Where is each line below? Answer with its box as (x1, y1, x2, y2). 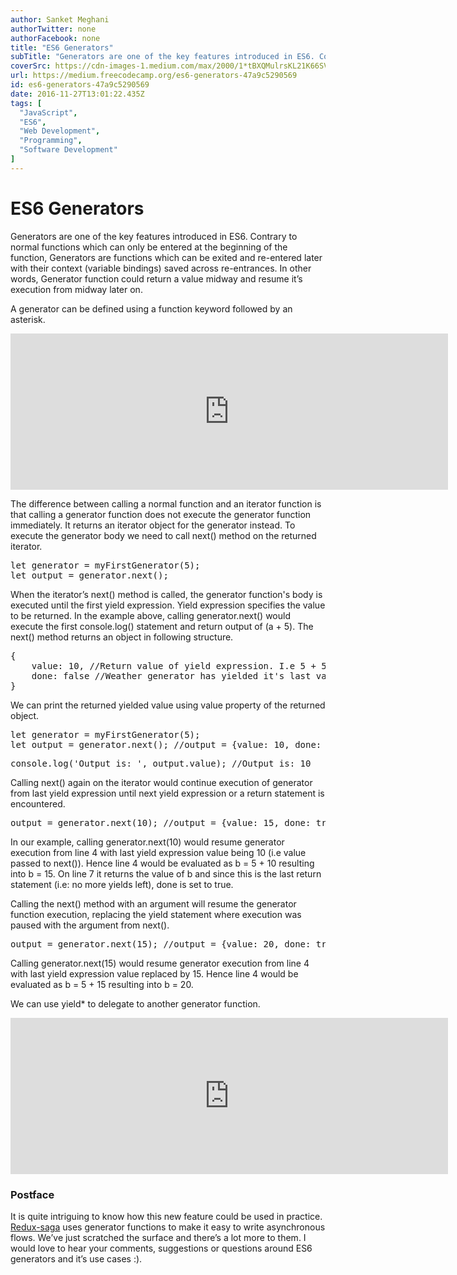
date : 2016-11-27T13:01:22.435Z (10, 89, 145, 99)
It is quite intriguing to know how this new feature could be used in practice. (10, 1210, 323, 1222)
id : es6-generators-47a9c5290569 (10, 80, 150, 90)
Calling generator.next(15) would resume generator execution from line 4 (10, 957, 310, 969)
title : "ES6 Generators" (10, 42, 114, 53)
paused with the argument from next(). (10, 919, 170, 931)
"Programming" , (19, 136, 83, 146)
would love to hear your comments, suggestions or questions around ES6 (10, 1242, 313, 1254)
